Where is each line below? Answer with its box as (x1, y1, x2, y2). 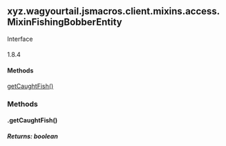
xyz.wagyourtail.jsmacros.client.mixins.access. (7, 6, 220, 17)
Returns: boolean (7, 131, 59, 140)
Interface (7, 35, 33, 43)
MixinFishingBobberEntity (7, 17, 122, 28)
